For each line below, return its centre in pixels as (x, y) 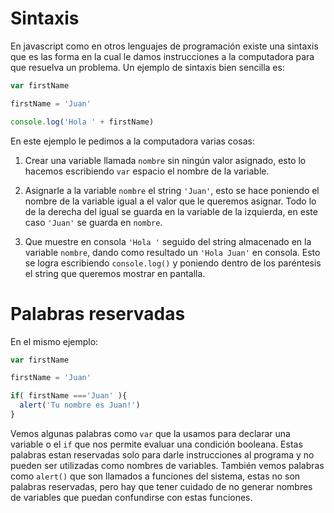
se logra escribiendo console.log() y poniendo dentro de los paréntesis (173, 263)
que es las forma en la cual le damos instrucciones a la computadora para (162, 56)
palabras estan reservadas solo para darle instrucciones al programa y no (162, 454)
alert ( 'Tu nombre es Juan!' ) (80, 405)
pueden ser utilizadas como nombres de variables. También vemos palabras (167, 465)
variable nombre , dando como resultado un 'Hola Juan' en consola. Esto (172, 252)
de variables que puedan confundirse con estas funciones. (131, 497)
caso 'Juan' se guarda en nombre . (93, 222)
